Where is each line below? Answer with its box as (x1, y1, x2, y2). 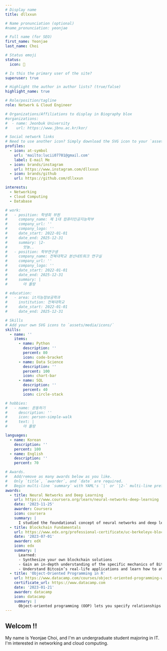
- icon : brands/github (9, 171, 57, 176)
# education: (5, 290, 32, 295)
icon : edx (14, 543, 35, 549)
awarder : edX (14, 539, 41, 544)
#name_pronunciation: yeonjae (5, 25, 68, 30)
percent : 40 (23, 387, 48, 392)
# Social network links (5, 135, 55, 140)
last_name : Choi (5, 44, 39, 49)
